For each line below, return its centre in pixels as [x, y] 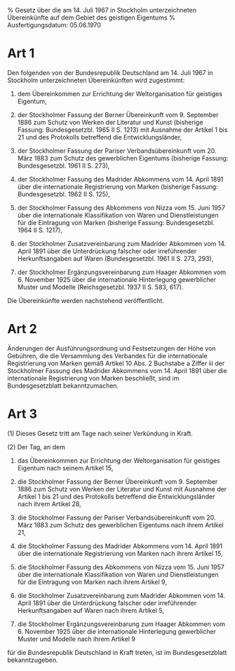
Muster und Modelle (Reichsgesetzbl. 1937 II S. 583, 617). [100, 287]
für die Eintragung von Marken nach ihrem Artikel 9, [92, 582]
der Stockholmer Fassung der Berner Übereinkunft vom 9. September [118, 114]
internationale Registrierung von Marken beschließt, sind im [93, 378]
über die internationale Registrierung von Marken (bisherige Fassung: [118, 187]
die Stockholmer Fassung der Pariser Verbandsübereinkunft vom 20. [116, 517]
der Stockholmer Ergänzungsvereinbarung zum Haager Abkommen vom [122, 272]
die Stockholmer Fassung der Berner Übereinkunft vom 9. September [117, 481]
